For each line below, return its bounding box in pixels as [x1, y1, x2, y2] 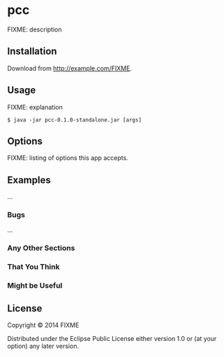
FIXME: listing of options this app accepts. [7, 154, 128, 162]
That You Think [7, 262, 60, 272]
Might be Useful [7, 281, 63, 291]
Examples [7, 174, 51, 186]
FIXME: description [7, 25, 62, 34]
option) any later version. [7, 342, 79, 351]
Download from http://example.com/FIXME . [7, 64, 133, 72]
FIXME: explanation [7, 103, 63, 111]
